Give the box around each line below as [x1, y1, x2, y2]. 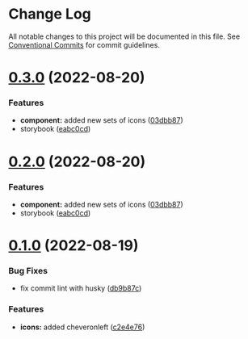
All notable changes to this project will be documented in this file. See [8, 31, 241, 41]
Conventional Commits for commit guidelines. [8, 40, 160, 49]
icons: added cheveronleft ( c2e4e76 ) [19, 322, 145, 332]
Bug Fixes [8, 266, 48, 277]
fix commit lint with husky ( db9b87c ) [19, 283, 142, 293]
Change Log [8, 5, 91, 23]
